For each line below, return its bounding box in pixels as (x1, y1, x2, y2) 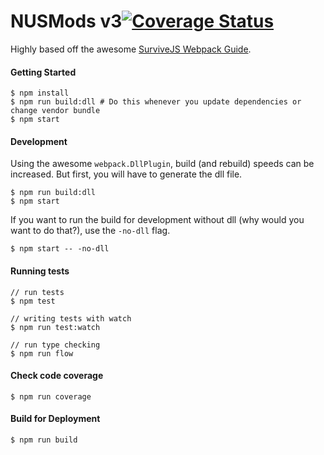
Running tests (10, 265, 70, 277)
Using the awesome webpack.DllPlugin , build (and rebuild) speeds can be (10, 158, 315, 170)
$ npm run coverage (10, 391, 92, 402)
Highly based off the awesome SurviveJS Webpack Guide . (10, 43, 252, 55)
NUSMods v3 (10, 10, 123, 33)
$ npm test (10, 296, 56, 306)
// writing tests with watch (10, 313, 132, 324)
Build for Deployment (10, 413, 101, 425)
